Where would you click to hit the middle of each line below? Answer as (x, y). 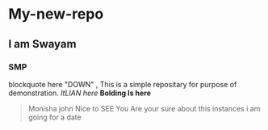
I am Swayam (42, 44)
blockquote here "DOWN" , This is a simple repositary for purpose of (123, 84)
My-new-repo (56, 14)
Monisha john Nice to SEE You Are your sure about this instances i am (144, 108)
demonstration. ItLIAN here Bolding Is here (80, 93)
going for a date (55, 117)
